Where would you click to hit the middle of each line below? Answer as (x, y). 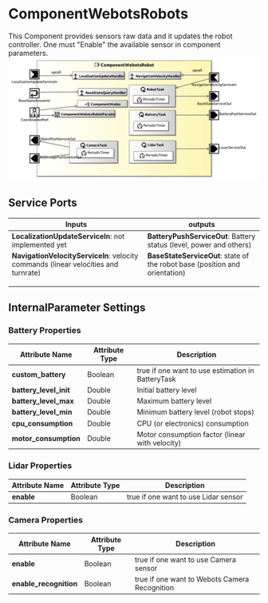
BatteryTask (156, 379)
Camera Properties (46, 520)
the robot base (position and (194, 264)
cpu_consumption (42, 423)
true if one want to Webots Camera (192, 579)
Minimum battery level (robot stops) (196, 412)
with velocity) (159, 442)
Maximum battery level (174, 401)
